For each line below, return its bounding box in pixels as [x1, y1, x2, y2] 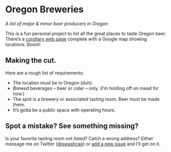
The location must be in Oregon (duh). [12, 79, 93, 85]
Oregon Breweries [5, 4, 84, 15]
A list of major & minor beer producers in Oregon [5, 20, 108, 27]
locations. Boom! [5, 41, 41, 47]
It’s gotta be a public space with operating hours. [12, 106, 116, 113]
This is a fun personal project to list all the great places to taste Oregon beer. [5, 30, 166, 36]
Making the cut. [5, 56, 57, 65]
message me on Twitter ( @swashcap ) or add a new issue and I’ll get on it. [5, 141, 161, 147]
